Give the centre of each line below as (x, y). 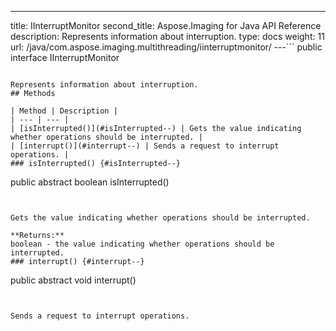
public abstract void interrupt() (73, 280)
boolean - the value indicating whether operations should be (142, 244)
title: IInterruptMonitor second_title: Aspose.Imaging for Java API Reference (166, 25)
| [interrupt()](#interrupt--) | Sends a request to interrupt (145, 146)
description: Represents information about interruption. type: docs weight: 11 (167, 36)
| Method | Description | (64, 111)
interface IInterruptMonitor (65, 57)
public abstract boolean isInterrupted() (90, 182)
